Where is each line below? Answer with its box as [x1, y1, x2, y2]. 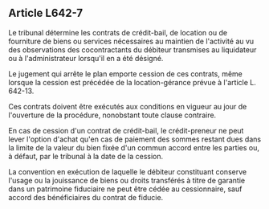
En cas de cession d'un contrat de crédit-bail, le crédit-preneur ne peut [8, 125, 244, 135]
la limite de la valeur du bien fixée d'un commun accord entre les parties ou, [8, 142, 259, 152]
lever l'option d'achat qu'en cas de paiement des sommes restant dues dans [8, 134, 262, 144]
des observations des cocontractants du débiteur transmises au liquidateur [8, 44, 257, 55]
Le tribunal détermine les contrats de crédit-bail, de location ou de [8, 27, 227, 37]
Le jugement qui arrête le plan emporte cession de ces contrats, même [8, 68, 243, 79]
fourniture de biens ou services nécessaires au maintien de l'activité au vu [8, 36, 255, 46]
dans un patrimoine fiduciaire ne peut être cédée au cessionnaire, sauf [8, 184, 243, 194]
